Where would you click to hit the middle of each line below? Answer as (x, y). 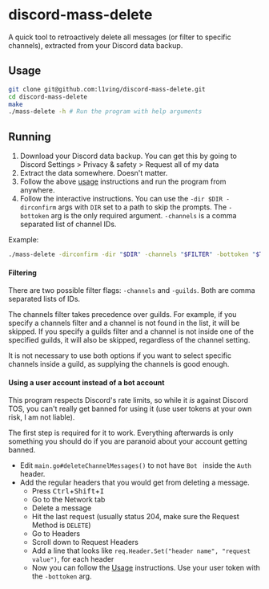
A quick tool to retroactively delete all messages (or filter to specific (120, 37)
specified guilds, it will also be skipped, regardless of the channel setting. (129, 340)
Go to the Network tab (68, 500)
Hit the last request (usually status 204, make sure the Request (136, 517)
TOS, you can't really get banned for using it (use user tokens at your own (130, 409)
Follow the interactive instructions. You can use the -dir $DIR (121, 199)
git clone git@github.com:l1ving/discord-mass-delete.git (107, 89)
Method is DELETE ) (61, 525)
